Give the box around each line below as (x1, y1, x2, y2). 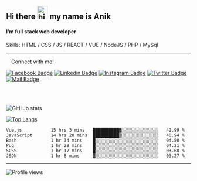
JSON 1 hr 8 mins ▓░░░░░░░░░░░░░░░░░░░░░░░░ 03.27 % (6, 153, 185, 159)
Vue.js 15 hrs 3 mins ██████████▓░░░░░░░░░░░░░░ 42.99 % (6, 127, 185, 133)
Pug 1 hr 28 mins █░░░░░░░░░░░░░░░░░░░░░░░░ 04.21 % (6, 142, 185, 148)
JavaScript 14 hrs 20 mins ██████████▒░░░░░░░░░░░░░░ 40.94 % (6, 132, 185, 138)
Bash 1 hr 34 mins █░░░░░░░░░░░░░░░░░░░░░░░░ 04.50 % (6, 137, 185, 144)
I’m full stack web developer (6, 28, 76, 35)
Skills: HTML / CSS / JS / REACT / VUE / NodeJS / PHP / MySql (6, 41, 158, 48)
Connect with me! (11, 58, 54, 65)
